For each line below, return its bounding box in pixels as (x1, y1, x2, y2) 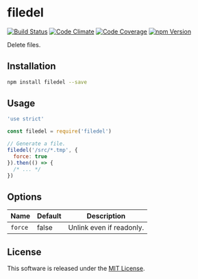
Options (7, 191, 42, 202)
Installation (7, 60, 56, 72)
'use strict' (7, 116, 45, 122)
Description (86, 211, 126, 221)
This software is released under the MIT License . (7, 265, 145, 273)
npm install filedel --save (7, 79, 88, 85)
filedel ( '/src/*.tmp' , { (7, 147, 78, 154)
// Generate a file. (7, 140, 66, 148)
